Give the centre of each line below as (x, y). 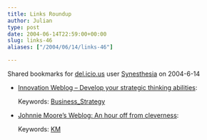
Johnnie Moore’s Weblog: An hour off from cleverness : (98, 115)
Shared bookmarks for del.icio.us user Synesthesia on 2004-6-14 (104, 74)
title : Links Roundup (40, 14)
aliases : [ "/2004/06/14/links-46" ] (60, 47)
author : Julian (30, 21)
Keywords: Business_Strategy (61, 101)
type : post (24, 27)
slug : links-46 (30, 41)
